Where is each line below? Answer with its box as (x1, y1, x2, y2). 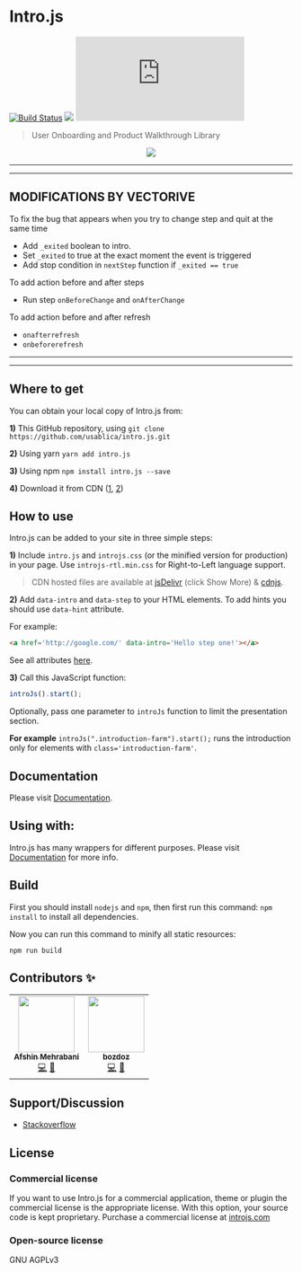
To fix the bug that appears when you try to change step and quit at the (9, 213, 274, 224)
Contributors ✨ (9, 970, 96, 985)
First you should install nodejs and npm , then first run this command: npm (9, 901, 272, 913)
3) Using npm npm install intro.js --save (9, 465, 171, 476)
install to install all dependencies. (9, 911, 139, 922)
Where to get (9, 382, 84, 397)
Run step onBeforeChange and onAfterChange (22, 294, 185, 305)
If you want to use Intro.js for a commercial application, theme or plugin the (9, 1192, 288, 1203)
